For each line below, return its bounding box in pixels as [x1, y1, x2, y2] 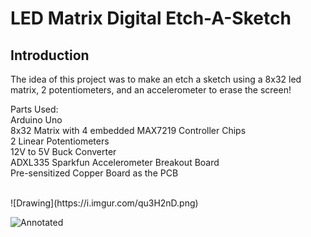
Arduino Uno [10, 114, 63, 126]
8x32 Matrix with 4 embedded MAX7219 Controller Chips [10, 125, 247, 136]
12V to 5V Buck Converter [10, 146, 117, 157]
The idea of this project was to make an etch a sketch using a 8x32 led [10, 73, 302, 85]
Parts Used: [10, 103, 59, 115]
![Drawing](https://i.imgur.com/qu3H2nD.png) [10, 197, 199, 209]
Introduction [10, 47, 90, 64]
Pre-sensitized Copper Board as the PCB [10, 167, 179, 179]
